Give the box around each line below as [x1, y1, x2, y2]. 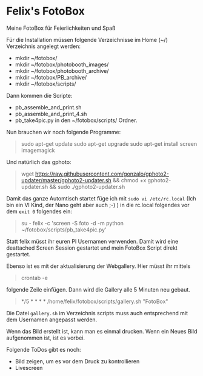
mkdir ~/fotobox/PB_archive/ [15, 73, 87, 81]
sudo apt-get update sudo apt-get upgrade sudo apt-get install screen [21, 140, 198, 147]
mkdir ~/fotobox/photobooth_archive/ [15, 67, 109, 74]
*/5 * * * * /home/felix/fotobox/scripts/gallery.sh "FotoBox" [21, 298, 168, 305]
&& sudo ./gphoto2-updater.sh [49, 183, 125, 190]
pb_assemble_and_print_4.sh [15, 110, 87, 117]
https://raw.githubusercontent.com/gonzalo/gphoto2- [35, 170, 170, 177]
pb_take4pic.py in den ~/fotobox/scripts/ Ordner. [15, 117, 138, 124]
